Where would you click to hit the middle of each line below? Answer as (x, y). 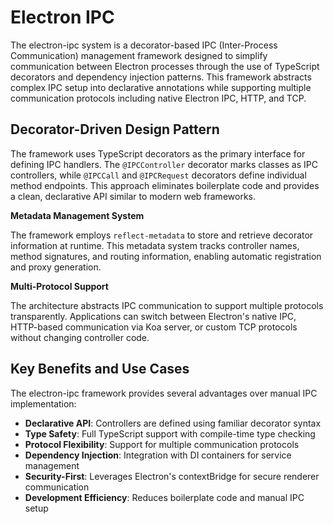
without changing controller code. (80, 337)
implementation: (43, 403)
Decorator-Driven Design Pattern (115, 129)
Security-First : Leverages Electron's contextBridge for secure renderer (172, 476)
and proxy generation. (56, 267)
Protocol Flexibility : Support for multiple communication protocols (162, 444)
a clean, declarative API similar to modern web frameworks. (133, 196)
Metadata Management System (77, 215)
